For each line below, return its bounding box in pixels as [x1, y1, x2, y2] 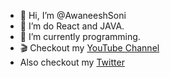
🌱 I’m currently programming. [19, 31, 141, 42]
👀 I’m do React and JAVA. [19, 20, 125, 32]
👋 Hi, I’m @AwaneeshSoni [19, 10, 127, 21]
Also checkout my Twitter [19, 56, 125, 68]
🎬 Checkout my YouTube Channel [19, 42, 160, 54]
